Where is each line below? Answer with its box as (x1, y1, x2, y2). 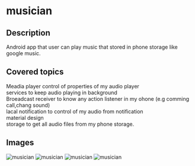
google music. (6, 50, 41, 57)
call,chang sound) (6, 101, 50, 108)
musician (6, 4, 53, 18)
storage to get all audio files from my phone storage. (6, 120, 135, 127)
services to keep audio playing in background (6, 89, 117, 96)
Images (6, 138, 34, 148)
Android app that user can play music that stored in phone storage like (6, 43, 178, 50)
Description (6, 28, 50, 38)
